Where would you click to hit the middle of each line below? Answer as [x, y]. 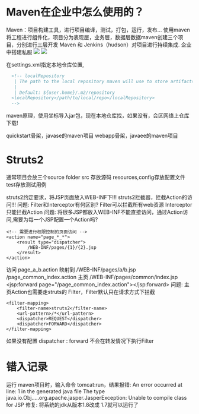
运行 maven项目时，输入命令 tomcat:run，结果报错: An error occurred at [94, 385]
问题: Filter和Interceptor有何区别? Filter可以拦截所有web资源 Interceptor [105, 205]
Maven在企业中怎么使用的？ [75, 12]
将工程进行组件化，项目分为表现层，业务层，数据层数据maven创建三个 [92, 37]
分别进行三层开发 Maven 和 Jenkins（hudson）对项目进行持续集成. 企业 [104, 45]
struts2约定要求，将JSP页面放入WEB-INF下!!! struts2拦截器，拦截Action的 [97, 197]
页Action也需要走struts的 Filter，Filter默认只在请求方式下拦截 [81, 292]
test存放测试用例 [26, 185]
